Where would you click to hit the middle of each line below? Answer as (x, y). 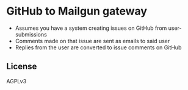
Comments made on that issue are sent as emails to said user (92, 41)
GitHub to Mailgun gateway (77, 11)
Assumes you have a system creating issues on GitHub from (91, 28)
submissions (31, 34)
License (22, 67)
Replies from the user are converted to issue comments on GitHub (98, 47)
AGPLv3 (16, 81)
